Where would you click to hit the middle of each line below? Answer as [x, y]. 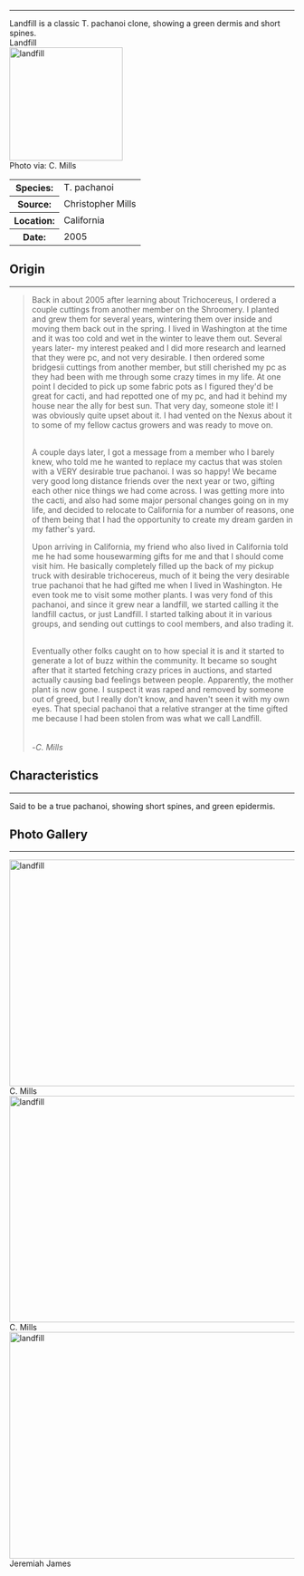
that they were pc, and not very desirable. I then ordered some [148, 357]
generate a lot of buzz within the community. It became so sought [154, 660]
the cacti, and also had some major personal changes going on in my [160, 500]
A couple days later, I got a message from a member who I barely [153, 452]
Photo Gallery [49, 835]
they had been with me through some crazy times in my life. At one [156, 376]
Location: [34, 221]
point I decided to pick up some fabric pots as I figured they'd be [152, 386]
